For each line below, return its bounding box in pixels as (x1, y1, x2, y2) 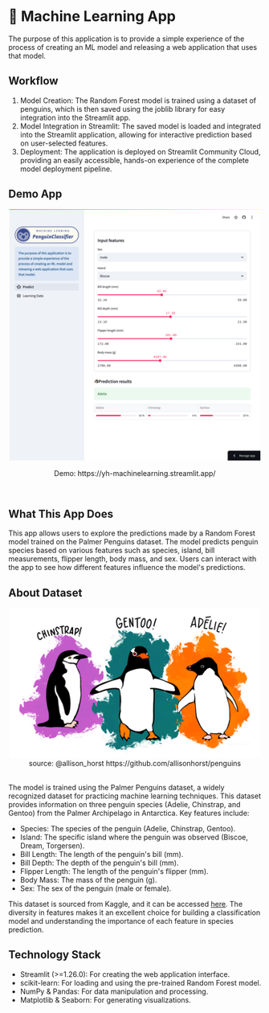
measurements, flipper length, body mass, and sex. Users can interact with (8, 554, 257, 564)
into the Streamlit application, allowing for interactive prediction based (19, 129, 252, 139)
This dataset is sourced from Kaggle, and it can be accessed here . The (8, 900, 243, 909)
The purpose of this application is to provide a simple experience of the (8, 34, 245, 43)
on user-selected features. (19, 138, 108, 148)
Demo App (8, 187, 63, 201)
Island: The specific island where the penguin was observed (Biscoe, (19, 832, 249, 843)
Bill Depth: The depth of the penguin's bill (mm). (19, 858, 179, 867)
